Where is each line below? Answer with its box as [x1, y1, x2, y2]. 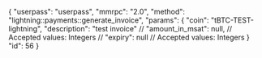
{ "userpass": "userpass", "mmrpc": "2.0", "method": [8, 7, 185, 16]
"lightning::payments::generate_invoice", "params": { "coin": [8, 15, 209, 25]
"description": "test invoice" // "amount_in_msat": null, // [44, 24, 233, 33]
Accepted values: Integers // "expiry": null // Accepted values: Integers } [8, 32, 250, 42]
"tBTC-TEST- [210, 15, 254, 25]
